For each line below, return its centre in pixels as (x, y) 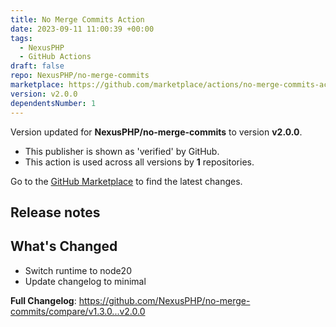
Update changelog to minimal (85, 281)
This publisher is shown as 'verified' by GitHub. (122, 151)
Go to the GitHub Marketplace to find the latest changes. (126, 181)
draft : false (37, 66)
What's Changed (64, 246)
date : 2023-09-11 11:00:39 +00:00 (82, 29)
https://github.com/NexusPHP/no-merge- (164, 300)
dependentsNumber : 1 (53, 103)
